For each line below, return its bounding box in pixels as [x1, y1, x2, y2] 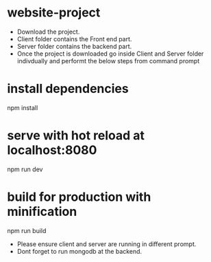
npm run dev [7, 165, 43, 173]
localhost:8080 [7, 142, 97, 158]
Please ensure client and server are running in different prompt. [16, 239, 197, 248]
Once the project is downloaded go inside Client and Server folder [16, 50, 204, 58]
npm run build [7, 226, 47, 234]
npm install [7, 103, 38, 111]
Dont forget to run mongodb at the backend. [16, 247, 142, 255]
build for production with [7, 189, 151, 204]
